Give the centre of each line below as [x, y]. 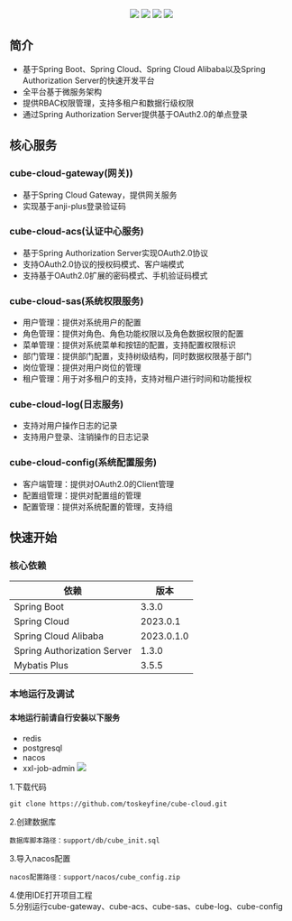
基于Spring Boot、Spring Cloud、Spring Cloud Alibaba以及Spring [144, 69]
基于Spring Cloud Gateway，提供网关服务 [100, 195]
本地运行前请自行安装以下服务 [64, 717]
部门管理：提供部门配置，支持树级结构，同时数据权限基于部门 [137, 356]
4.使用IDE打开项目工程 [51, 895]
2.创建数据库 [33, 822]
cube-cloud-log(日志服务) [67, 404]
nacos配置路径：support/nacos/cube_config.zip [95, 877]
